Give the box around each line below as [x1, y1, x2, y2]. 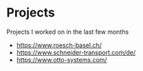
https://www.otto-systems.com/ [16, 55, 107, 63]
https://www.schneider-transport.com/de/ [16, 48, 135, 57]
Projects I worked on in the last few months [6, 28, 129, 36]
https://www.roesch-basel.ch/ [16, 41, 102, 49]
